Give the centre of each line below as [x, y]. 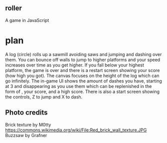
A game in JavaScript [27, 20]
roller [14, 8]
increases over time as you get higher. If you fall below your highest [75, 65]
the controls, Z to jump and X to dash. [44, 96]
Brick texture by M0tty [28, 124]
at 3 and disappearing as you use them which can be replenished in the [79, 86]
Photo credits [27, 113]
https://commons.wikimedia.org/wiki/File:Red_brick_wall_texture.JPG [76, 130]
